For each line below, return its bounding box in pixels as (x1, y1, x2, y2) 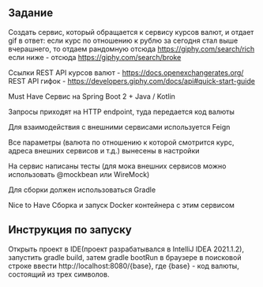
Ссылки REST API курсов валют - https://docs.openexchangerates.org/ (8, 67, 244, 77)
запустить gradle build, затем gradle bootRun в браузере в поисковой (8, 252, 242, 262)
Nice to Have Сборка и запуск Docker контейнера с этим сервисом (8, 200, 235, 210)
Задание (8, 6, 54, 20)
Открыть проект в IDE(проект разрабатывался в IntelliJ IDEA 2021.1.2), (8, 244, 245, 254)
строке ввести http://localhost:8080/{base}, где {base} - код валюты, (8, 261, 239, 270)
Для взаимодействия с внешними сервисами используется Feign (8, 122, 231, 131)
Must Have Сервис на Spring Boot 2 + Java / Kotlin (8, 91, 176, 101)
